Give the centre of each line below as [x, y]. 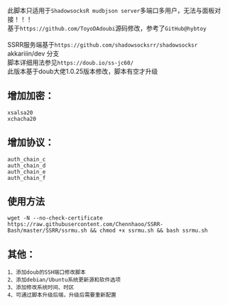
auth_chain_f [27, 178]
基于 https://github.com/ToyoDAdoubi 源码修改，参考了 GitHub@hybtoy [107, 28]
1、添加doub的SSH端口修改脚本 [47, 272]
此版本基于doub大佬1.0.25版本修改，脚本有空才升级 [83, 71]
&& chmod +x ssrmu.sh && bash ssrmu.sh [149, 231]
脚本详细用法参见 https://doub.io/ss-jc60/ [70, 62]
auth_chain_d [27, 166]
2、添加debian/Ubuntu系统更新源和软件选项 [64, 280]
